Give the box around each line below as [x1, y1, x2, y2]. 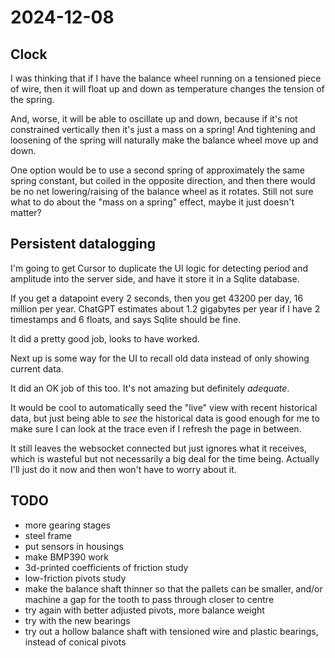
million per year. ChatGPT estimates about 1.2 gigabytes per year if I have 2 [10, 302, 321, 315]
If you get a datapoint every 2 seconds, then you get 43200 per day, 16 [10, 292, 304, 304]
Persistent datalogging [10, 236, 156, 253]
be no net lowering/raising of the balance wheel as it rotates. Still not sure [10, 186, 314, 197]
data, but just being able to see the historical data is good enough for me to [10, 412, 320, 424]
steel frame [24, 529, 73, 541]
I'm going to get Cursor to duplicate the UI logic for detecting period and [10, 262, 309, 274]
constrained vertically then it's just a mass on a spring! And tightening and [10, 124, 316, 135]
